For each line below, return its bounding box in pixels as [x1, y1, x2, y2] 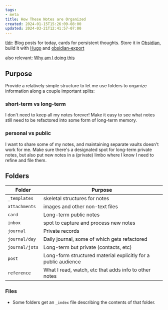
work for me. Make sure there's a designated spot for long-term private [5, 146, 152, 152]
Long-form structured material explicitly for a [43, 252, 150, 259]
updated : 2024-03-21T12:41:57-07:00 [5, 26, 81, 31]
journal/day [7, 236, 36, 242]
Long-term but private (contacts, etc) [43, 244, 132, 251]
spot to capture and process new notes [43, 219, 135, 226]
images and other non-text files [43, 203, 118, 210]
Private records [43, 228, 79, 235]
